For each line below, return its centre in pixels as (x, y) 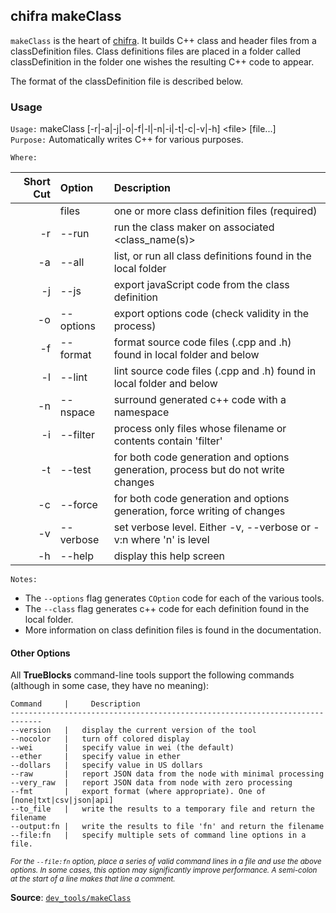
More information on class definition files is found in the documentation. (173, 630)
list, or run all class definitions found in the (212, 256)
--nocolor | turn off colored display (100, 739)
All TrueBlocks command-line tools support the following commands (152, 675)
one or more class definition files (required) (215, 211)
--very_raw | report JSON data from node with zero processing (151, 783)
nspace (77, 412)
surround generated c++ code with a (200, 400)
